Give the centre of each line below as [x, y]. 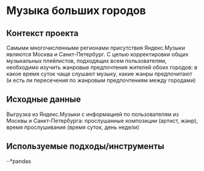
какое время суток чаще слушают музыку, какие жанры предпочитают [100, 74]
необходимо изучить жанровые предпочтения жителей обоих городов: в [102, 67]
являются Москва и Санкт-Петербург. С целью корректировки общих [97, 54]
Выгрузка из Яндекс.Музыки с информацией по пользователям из [93, 114]
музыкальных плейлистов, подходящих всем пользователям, [86, 61]
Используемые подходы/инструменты [85, 146]
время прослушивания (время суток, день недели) [73, 127]
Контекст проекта [43, 33]
